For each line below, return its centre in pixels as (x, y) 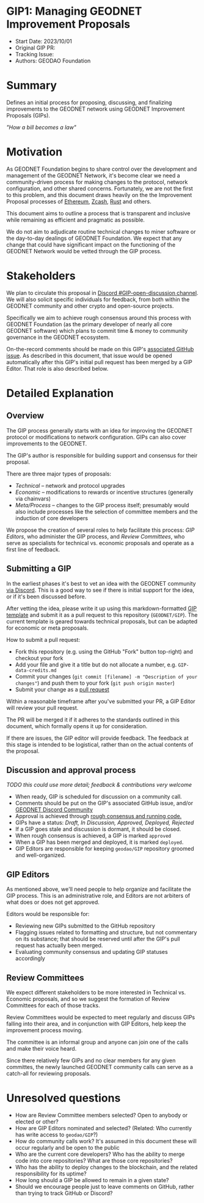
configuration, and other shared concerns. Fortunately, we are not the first (100, 188)
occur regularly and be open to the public (67, 1147)
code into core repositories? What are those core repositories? (94, 1160)
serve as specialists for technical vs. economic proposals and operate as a (100, 543)
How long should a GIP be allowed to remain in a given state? (92, 1180)
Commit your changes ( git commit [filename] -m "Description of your (106, 676)
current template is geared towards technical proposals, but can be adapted (102, 621)
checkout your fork (39, 658)
